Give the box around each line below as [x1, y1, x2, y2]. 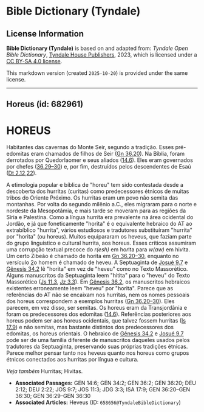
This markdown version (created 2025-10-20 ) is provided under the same [6, 69, 188, 77]
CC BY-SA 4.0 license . [6, 58, 63, 65]
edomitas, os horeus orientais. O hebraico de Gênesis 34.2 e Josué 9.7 [6, 330, 184, 337]
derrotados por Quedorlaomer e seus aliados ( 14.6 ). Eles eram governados [6, 156, 193, 164]
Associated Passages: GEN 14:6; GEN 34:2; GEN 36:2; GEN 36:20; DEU [15, 379, 196, 387]
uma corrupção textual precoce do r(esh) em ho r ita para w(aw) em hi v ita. [6, 246, 191, 253]
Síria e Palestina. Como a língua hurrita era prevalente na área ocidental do [6, 214, 194, 221]
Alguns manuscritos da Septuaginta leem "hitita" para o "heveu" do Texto [6, 272, 190, 279]
